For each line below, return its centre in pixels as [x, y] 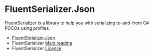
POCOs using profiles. [27, 28]
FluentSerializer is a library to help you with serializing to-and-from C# [77, 23]
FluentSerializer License [37, 48]
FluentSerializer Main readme [42, 43]
